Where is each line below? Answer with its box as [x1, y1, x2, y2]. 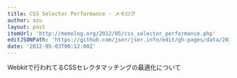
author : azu [7, 17, 42, 24]
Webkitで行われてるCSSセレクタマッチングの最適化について [7, 63, 181, 71]
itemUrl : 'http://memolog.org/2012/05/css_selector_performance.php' [7, 30, 217, 37]
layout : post [7, 23, 46, 30]
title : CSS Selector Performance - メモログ [7, 10, 136, 18]
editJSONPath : [7, 37, 49, 44]
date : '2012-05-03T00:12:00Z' [7, 43, 97, 50]
